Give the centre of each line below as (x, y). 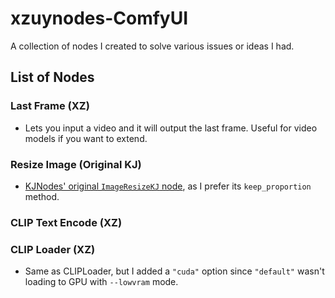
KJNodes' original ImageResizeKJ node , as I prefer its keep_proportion (168, 186)
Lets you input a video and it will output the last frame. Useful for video (171, 128)
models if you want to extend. (86, 138)
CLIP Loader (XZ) (53, 249)
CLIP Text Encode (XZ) (66, 222)
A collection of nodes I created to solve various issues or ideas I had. (152, 46)
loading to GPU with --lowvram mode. (101, 282)
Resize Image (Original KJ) (76, 164)
